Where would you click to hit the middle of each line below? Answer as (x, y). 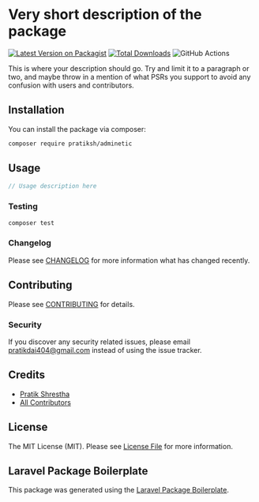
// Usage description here (53, 186)
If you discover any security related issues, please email (99, 342)
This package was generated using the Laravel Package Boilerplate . (119, 490)
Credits (27, 375)
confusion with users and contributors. (71, 85)
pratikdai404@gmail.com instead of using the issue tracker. (105, 350)
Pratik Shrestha (45, 394)
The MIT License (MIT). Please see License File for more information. (120, 446)
